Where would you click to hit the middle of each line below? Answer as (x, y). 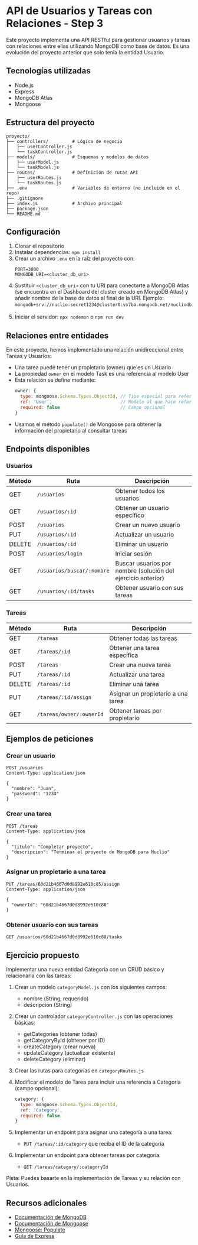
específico (130, 515)
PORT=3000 (27, 269)
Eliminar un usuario (142, 544)
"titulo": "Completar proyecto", (52, 847)
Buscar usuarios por (143, 564)
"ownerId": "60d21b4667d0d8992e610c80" (60, 905)
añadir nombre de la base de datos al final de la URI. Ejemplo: (89, 298)
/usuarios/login (60, 554)
